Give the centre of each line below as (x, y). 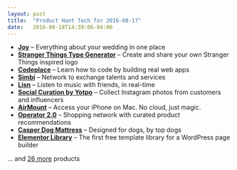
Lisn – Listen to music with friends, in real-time (86, 85)
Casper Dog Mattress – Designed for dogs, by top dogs (99, 130)
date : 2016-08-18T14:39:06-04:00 (60, 27)
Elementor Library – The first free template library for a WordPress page (124, 137)
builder (28, 145)
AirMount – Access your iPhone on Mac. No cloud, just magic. (109, 108)
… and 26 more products (44, 159)
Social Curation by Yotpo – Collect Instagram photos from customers (119, 92)
